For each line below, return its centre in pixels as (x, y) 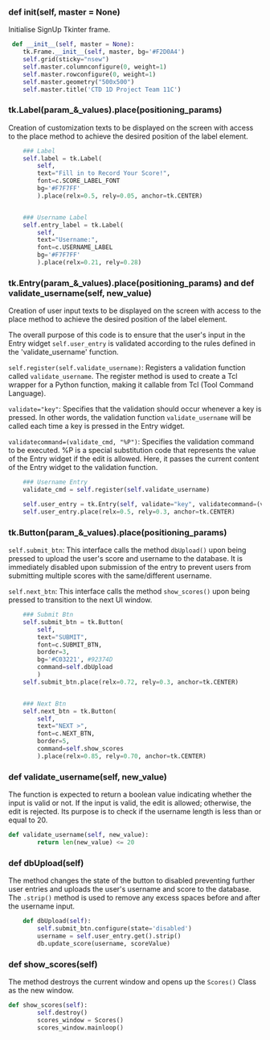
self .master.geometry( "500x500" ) (79, 82)
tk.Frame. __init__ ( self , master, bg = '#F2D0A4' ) (104, 52)
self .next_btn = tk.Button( (70, 711)
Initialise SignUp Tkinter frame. (59, 30)
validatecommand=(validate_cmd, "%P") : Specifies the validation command (131, 442)
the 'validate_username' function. (63, 352)
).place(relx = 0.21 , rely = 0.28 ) (90, 263)
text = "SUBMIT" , (63, 637)
